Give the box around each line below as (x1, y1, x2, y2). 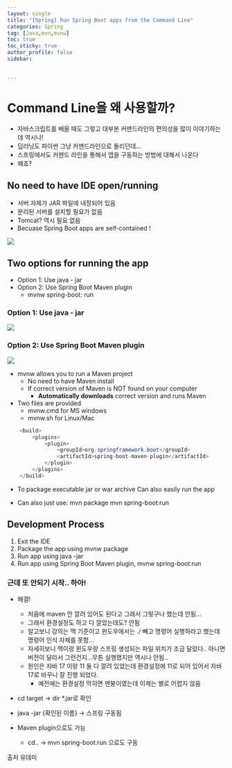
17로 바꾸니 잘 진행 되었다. (27, 670, 98, 678)
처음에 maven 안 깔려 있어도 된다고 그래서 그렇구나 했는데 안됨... (27, 610, 202, 618)
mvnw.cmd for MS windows (27, 406, 107, 414)
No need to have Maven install (27, 377, 114, 385)
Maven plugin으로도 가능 (17, 724, 86, 732)
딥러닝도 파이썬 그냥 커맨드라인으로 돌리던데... (17, 142, 142, 150)
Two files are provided (17, 399, 82, 407)
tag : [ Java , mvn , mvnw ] (7, 29, 70, 37)
